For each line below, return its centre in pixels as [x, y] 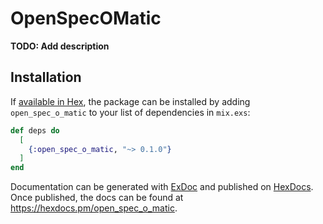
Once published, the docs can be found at [97, 198]
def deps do [35, 130]
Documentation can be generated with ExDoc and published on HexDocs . [162, 187]
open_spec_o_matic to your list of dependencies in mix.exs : [130, 112]
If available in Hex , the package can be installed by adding [130, 101]
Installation [46, 77]
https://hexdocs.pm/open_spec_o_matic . [94, 208]
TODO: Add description [60, 46]
